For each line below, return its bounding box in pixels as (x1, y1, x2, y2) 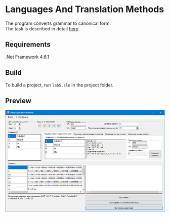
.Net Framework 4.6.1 (5, 54, 50, 60)
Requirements (5, 40, 51, 49)
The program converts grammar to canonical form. (5, 20, 111, 26)
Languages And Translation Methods (5, 4, 164, 15)
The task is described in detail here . (5, 25, 80, 31)
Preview (5, 96, 32, 105)
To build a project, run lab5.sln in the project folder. (5, 82, 114, 88)
